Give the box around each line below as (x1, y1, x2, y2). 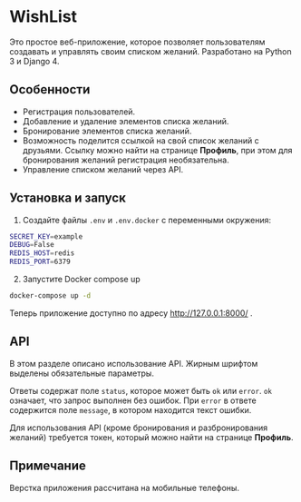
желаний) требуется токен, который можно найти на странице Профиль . (9, 431, 294, 442)
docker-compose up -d (9, 291, 92, 300)
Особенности (9, 82, 91, 97)
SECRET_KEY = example (9, 231, 83, 241)
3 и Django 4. (9, 55, 60, 66)
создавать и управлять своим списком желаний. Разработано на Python (9, 45, 292, 56)
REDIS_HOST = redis (9, 249, 75, 258)
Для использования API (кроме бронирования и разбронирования (9, 422, 268, 433)
